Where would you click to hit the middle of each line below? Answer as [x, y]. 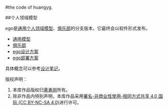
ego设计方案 [25, 51]
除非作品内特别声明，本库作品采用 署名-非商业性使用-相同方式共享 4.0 [85, 96]
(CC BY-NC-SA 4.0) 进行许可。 [50, 102]
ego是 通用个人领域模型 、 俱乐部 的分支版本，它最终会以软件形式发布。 [78, 28]
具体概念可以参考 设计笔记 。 [34, 68]
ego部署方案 [25, 58]
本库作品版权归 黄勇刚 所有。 [41, 90]
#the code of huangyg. [29, 7]
